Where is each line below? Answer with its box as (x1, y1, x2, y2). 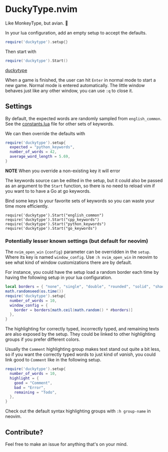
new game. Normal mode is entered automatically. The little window (5, 82, 145, 88)
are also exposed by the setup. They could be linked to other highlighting (5, 331, 156, 337)
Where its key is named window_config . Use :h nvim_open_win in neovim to (5, 254, 158, 260)
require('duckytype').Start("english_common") (5, 213, 104, 218)
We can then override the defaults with (5, 130, 85, 136)
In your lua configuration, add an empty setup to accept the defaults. (5, 30, 147, 36)
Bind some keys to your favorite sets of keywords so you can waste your (5, 198, 155, 204)
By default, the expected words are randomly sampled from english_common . (5, 115, 161, 121)
